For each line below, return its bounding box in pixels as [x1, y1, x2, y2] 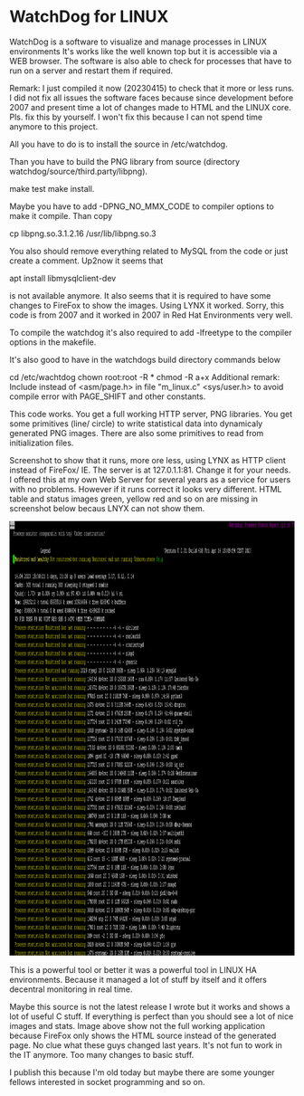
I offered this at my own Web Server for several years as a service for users [9, 473, 291, 485]
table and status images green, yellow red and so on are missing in [9, 493, 259, 504]
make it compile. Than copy [9, 210, 113, 221]
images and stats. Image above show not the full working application [9, 1020, 265, 1031]
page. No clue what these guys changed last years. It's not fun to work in [9, 1039, 282, 1051]
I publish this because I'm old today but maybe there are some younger [9, 1066, 275, 1078]
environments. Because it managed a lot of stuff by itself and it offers [9, 974, 267, 985]
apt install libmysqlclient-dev [9, 272, 117, 283]
